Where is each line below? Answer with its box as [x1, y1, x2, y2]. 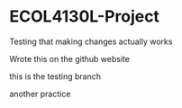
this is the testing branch [9, 70, 102, 82]
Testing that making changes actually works [9, 36, 173, 47]
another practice [9, 88, 71, 99]
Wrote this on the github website [9, 53, 131, 64]
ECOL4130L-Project [9, 6, 160, 27]
